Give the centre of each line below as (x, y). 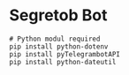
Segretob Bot (58, 15)
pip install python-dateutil (63, 62)
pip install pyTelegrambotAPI (65, 54)
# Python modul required (55, 39)
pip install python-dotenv (59, 46)
